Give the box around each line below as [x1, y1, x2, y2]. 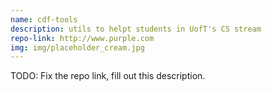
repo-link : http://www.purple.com [10, 33, 155, 43]
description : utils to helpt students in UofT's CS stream [10, 24, 262, 34]
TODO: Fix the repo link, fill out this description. [10, 70, 206, 82]
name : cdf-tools [10, 14, 78, 25]
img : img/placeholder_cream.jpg [10, 42, 145, 53]
